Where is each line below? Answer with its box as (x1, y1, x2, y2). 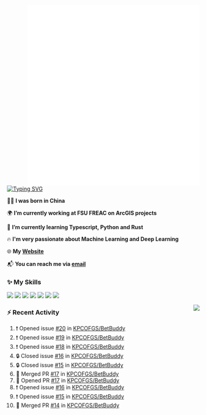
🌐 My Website (7, 247, 45, 255)
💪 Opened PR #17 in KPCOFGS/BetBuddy (15, 377, 120, 384)
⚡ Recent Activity (7, 308, 60, 316)
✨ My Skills (7, 278, 42, 286)
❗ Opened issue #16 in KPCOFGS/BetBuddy (15, 384, 125, 391)
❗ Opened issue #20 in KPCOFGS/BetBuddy (15, 325, 126, 332)
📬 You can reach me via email (7, 260, 86, 267)
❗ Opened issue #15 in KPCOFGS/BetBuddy (15, 393, 125, 400)
